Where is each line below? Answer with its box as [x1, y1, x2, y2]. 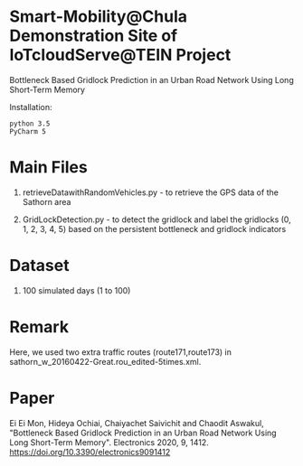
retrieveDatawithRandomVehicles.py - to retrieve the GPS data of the [22, 187, 279, 198]
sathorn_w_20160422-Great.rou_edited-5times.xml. [9, 356, 202, 367]
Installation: [9, 101, 52, 112]
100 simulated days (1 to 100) [22, 284, 131, 295]
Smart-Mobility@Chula [9, 6, 188, 27]
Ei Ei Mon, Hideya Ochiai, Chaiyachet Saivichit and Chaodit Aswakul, [9, 417, 264, 428]
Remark [9, 317, 70, 337]
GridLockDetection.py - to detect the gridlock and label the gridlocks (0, [22, 214, 291, 225]
